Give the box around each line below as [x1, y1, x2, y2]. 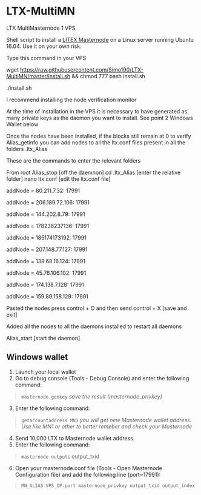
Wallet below [6, 120, 39, 128]
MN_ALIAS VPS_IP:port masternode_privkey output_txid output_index [21, 482, 195, 489]
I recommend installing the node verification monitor [6, 96, 137, 103]
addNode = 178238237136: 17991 [6, 222, 90, 229]
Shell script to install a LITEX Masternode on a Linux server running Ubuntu [6, 36, 194, 43]
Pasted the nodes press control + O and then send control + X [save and [6, 305, 187, 312]
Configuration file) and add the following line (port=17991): [15, 471, 161, 478]
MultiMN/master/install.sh [6, 72, 71, 79]
